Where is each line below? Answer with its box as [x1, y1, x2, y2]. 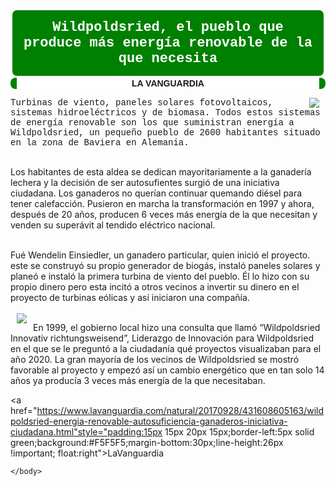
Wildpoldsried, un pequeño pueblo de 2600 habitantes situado [10, 127, 321, 138]
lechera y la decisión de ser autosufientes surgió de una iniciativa [10, 177, 280, 188]
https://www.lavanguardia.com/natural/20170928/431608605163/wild [36, 405, 324, 416]
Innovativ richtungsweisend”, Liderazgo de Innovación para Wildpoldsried [10, 332, 314, 344]
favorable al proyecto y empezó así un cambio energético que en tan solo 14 [10, 364, 325, 376]
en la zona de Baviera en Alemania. [10, 137, 190, 148]
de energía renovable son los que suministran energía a [10, 117, 295, 128]
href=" [10, 405, 38, 416]
